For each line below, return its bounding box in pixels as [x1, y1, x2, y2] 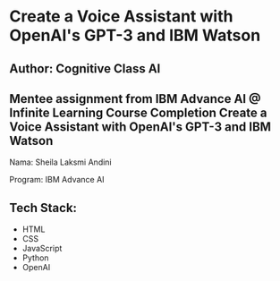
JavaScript [21, 243, 63, 254]
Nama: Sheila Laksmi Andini [9, 157, 112, 167]
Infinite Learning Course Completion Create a [9, 105, 267, 120]
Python [21, 252, 49, 263]
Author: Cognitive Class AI [9, 61, 161, 76]
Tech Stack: [9, 200, 78, 216]
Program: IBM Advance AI [9, 175, 105, 185]
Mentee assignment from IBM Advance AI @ [9, 91, 261, 106]
